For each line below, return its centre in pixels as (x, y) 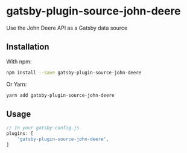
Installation (28, 47)
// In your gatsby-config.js (43, 128)
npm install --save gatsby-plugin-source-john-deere (74, 73)
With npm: (19, 61)
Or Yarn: (17, 84)
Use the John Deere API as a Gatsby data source (67, 28)
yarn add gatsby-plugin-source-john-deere (60, 95)
